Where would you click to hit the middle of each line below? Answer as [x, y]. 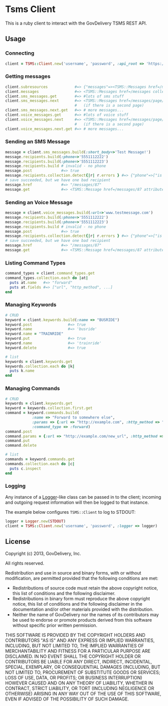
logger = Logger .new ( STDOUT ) [35, 521]
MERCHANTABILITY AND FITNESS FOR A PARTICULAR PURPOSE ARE [78, 651]
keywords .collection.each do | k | [40, 366]
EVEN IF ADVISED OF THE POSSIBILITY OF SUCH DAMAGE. [67, 699]
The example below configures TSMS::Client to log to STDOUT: [70, 512]
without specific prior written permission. [55, 625]
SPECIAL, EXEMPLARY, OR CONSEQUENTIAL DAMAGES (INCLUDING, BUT [83, 667]
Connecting [20, 53]
